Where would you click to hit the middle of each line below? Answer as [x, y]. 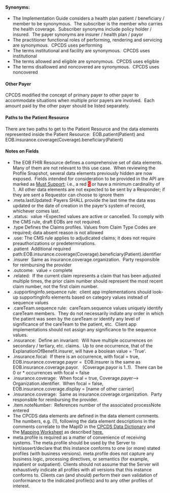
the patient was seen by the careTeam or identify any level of [76, 319]
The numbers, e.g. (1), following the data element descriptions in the [84, 421]
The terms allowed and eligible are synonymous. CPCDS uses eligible [86, 61]
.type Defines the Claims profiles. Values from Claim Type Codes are [84, 227]
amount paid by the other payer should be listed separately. [67, 106]
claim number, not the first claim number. [56, 286]
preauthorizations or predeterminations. [54, 243]
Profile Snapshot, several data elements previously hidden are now [82, 173]
